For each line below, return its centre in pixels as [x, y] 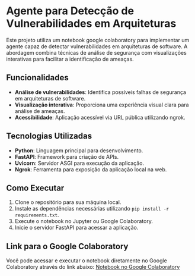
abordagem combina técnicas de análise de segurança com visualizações [96, 52]
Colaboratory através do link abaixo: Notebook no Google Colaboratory [93, 267]
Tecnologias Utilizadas [49, 136]
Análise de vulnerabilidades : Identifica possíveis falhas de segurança [100, 92]
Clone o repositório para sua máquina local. [68, 202]
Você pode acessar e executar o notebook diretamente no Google [87, 261]
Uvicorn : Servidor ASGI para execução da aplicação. [79, 163]
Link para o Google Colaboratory [67, 246]
